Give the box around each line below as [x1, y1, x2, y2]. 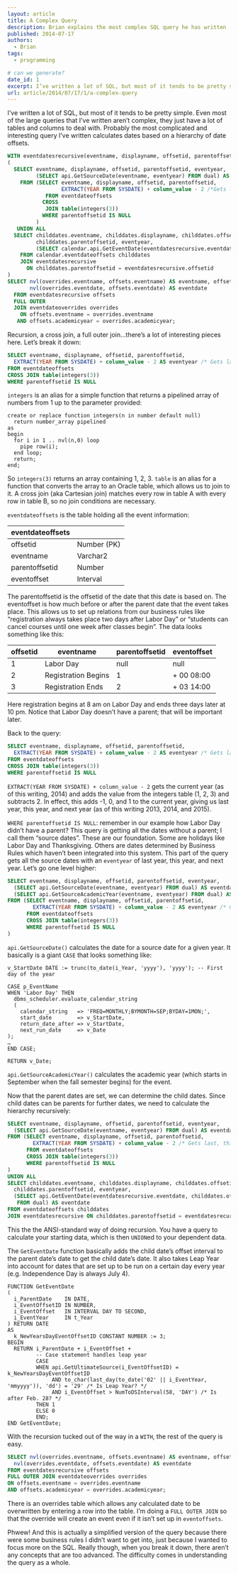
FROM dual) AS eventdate [16, 1199, 91, 1207]
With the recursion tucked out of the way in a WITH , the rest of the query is [7, 1432, 223, 1441]
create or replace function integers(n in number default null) [7, 412, 201, 420]
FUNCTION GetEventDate [7, 1283, 74, 1290]
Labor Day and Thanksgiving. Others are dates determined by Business [7, 841, 216, 849]
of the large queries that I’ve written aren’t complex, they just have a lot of [7, 116, 223, 125]
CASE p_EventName [7, 983, 59, 990]
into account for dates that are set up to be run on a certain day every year [7, 1262, 225, 1270]
